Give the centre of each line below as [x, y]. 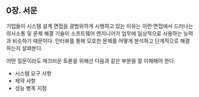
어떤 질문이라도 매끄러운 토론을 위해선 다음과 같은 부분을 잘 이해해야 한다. [91, 60]
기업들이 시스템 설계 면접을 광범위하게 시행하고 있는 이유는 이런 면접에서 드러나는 [100, 26]
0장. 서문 [22, 11]
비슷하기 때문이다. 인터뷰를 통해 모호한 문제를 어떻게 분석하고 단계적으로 [96, 41]
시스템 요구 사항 [33, 73]
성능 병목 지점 [31, 88]
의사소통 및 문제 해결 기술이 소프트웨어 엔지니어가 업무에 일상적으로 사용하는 [94, 33]
